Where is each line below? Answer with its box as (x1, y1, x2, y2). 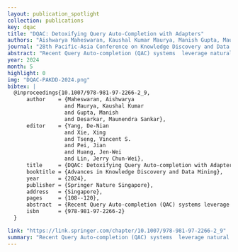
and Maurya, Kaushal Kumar (64, 103, 144, 110)
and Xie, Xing (64, 129, 106, 136)
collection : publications (7, 17, 84, 24)
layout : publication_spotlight (7, 10, 100, 18)
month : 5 (7, 63, 33, 70)
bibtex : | (7, 83, 37, 90)
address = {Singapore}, (25, 188, 103, 195)
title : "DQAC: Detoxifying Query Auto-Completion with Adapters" (7, 30, 204, 38)
